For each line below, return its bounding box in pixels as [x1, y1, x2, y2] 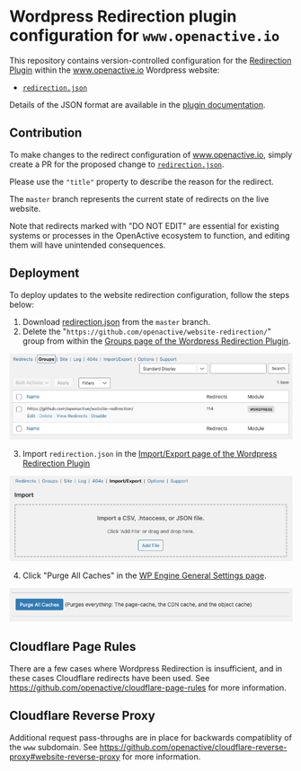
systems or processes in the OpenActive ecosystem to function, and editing [9, 230, 290, 241]
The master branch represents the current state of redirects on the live [9, 193, 270, 204]
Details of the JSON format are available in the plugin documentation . [9, 99, 266, 110]
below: [9, 299, 34, 310]
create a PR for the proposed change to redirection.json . [9, 159, 225, 170]
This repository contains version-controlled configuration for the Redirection [9, 55, 292, 66]
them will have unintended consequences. [9, 240, 166, 250]
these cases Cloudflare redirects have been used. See [9, 672, 210, 683]
